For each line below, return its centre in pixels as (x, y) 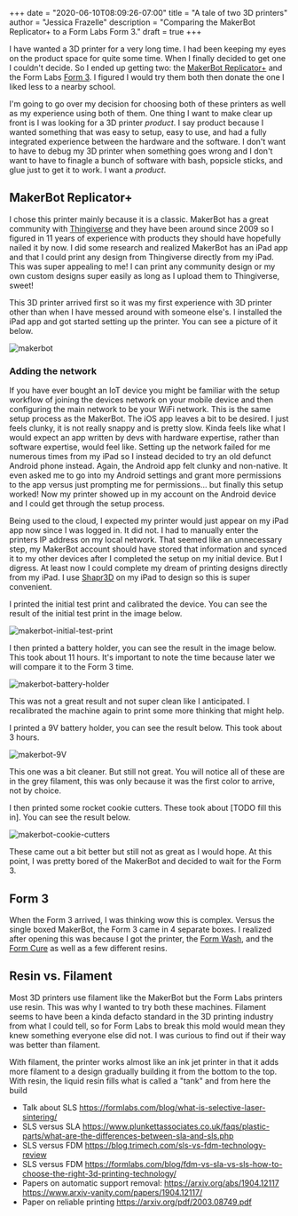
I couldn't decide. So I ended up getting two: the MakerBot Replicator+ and (146, 68)
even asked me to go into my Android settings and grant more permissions (145, 475)
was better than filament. (55, 1045)
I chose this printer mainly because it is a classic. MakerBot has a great (139, 219)
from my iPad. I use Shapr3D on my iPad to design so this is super (130, 577)
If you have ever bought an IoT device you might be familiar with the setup (145, 391)
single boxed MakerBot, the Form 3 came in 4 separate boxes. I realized (141, 929)
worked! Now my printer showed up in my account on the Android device (143, 494)
